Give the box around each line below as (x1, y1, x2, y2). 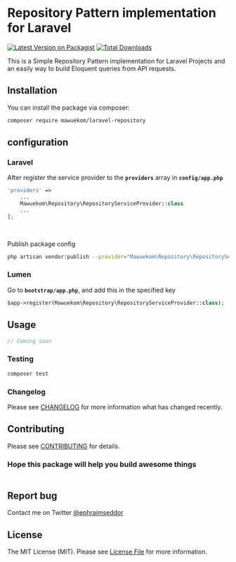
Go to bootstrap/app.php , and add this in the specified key (7, 286, 176, 294)
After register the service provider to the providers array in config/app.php (7, 174, 223, 182)
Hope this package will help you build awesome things (7, 459, 197, 469)
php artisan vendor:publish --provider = (7, 253, 128, 260)
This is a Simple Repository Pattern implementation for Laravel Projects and (7, 56, 225, 65)
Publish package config (7, 239, 76, 248)
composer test (7, 370, 49, 377)
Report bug (7, 490, 58, 502)
